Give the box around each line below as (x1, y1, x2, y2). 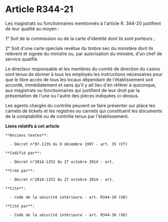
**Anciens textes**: (5, 132, 49, 138)
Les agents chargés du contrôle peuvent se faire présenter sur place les (5, 102, 155, 108)
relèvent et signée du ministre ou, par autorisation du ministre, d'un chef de (5, 51, 162, 57)
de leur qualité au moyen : (5, 25, 60, 31)
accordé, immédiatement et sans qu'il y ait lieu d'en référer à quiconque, (5, 82, 156, 88)
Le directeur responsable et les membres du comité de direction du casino (5, 66, 160, 72)
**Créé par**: (5, 168, 35, 173)
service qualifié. (5, 56, 39, 62)
